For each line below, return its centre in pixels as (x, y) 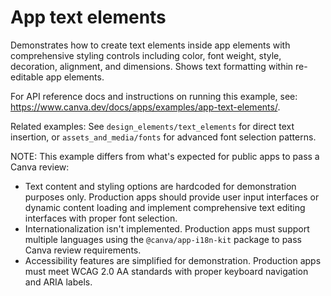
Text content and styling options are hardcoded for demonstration (160, 186)
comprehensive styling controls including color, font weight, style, (146, 55)
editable (27, 77)
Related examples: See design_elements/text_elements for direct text (152, 126)
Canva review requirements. (83, 250)
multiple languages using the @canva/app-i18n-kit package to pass (163, 239)
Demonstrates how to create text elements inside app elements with (150, 45)
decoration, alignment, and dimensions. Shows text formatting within (152, 66)
